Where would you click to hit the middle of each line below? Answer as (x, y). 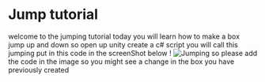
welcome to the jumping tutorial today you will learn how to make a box (124, 36)
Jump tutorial (53, 15)
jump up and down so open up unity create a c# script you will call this (123, 44)
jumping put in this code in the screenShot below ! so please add (133, 53)
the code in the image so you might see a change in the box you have (121, 61)
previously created (39, 69)
